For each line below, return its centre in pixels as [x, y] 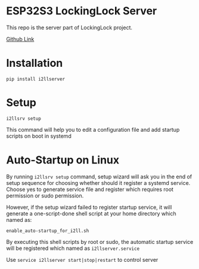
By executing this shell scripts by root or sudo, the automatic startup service [100, 242]
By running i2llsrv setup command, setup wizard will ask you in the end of [99, 177]
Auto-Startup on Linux [63, 160]
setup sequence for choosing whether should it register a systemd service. [98, 183]
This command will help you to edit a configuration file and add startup [93, 129]
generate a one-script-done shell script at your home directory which [91, 214]
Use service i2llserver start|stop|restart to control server [82, 259]
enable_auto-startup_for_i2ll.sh [48, 231]
